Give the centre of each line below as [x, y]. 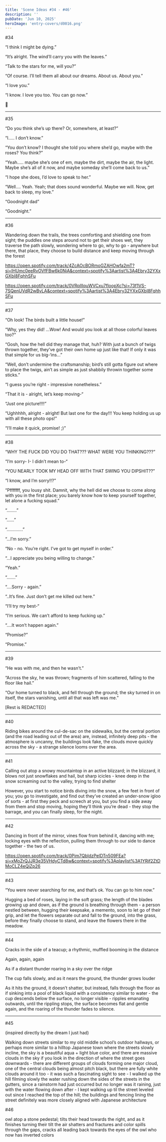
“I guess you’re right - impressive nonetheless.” [54, 385]
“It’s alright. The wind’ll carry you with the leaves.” [56, 57]
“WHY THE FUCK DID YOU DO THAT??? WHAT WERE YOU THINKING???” [80, 452]
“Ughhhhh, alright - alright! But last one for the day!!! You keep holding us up [83, 413]
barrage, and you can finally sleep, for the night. [54, 812]
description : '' [22, 14]
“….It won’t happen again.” [32, 625]
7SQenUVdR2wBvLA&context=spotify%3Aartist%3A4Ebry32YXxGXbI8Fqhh [83, 291]
